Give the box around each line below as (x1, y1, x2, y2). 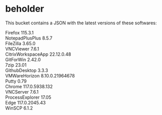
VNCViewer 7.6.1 (5, 46, 39, 52)
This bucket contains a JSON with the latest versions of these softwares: (5, 20, 157, 26)
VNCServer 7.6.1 (5, 89, 39, 95)
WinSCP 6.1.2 (5, 105, 33, 111)
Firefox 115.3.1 (5, 29, 34, 35)
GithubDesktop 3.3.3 (5, 67, 48, 73)
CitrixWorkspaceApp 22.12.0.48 (5, 51, 71, 57)
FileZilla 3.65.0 (5, 40, 36, 46)
